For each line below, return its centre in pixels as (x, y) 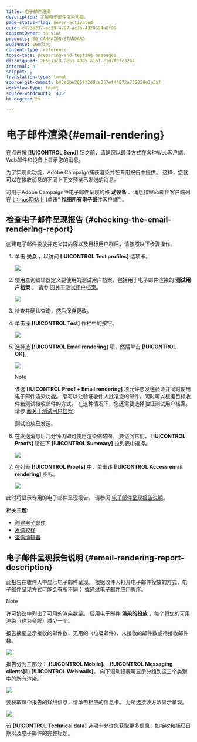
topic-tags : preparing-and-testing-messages (61, 55)
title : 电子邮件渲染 (28, 11)
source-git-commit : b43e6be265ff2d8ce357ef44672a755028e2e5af (84, 83)
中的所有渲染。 (24, 679)
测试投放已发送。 (35, 424)
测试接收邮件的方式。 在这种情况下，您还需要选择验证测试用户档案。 (108, 404)
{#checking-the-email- (128, 219)
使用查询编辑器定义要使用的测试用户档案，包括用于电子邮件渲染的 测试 (100, 280)
